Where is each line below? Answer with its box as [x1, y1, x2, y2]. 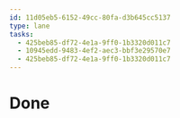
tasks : [9, 29, 34, 38]
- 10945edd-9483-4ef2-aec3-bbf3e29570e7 [17, 46, 171, 55]
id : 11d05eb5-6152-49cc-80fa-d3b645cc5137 [9, 13, 171, 22]
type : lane [9, 21, 50, 30]
